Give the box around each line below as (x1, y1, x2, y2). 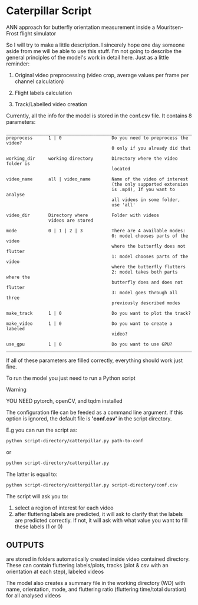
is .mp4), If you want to (111, 186, 176, 192)
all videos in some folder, (111, 196, 181, 203)
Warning (6, 386, 27, 393)
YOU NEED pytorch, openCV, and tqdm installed (6, 397, 123, 405)
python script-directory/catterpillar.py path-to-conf (6, 438, 144, 443)
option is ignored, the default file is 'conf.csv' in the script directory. (6, 415, 172, 422)
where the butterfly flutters (111, 264, 186, 269)
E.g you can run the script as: (6, 426, 78, 433)
